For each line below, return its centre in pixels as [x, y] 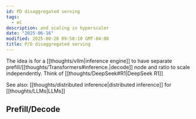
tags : [13, 17]
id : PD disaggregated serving [43, 11]
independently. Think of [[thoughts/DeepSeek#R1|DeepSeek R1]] [85, 73]
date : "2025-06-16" [30, 33]
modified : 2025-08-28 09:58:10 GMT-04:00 [58, 39]
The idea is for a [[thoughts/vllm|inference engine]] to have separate [89, 61]
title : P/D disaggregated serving [49, 45]
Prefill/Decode [33, 109]
